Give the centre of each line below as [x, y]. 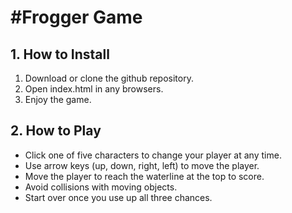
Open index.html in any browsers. [94, 89]
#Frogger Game [76, 17]
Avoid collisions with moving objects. [101, 187]
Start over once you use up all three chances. [118, 197]
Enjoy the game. [58, 99]
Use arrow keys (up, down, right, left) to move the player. [142, 165]
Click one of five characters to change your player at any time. [153, 155]
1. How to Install [60, 54]
